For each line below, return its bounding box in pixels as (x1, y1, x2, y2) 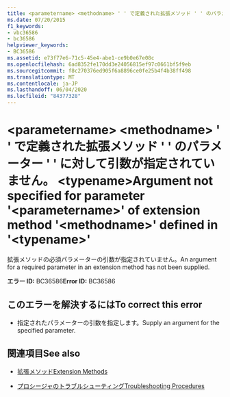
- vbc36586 (7, 29, 38, 36)
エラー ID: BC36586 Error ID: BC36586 (7, 277, 116, 285)
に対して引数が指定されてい (59, 156, 216, 172)
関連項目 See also (7, 348, 81, 359)
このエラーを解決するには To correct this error (7, 299, 203, 311)
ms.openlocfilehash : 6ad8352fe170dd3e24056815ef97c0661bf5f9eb (7, 61, 192, 68)
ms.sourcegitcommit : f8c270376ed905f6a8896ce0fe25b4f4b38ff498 (7, 67, 192, 74)
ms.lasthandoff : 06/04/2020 (7, 86, 88, 93)
